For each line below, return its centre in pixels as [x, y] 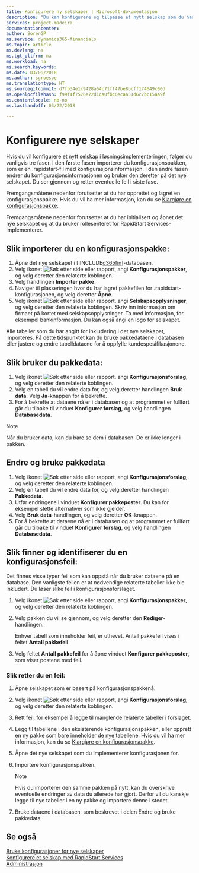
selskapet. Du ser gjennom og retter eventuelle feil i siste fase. [82, 182]
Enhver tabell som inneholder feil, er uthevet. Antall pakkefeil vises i [97, 635]
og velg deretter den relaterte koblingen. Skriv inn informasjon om [95, 307]
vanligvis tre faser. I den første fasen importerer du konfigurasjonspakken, [97, 163]
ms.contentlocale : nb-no [37, 100]
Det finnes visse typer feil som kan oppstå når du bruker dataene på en [93, 576]
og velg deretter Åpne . [85, 295]
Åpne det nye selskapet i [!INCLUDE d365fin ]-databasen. [84, 263]
